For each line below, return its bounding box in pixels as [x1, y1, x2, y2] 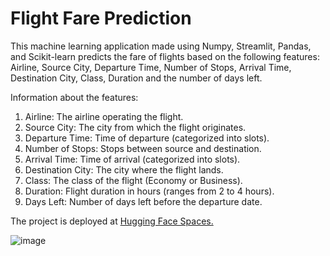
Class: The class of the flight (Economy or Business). [24, 174, 243, 186]
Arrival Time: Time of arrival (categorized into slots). [24, 153, 241, 165]
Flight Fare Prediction [10, 7, 192, 30]
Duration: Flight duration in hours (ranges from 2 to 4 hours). [24, 185, 275, 197]
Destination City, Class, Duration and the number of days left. [10, 72, 263, 84]
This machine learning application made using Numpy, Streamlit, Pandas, [10, 40, 312, 52]
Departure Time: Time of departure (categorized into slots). [24, 132, 270, 144]
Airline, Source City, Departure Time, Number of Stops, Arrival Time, [10, 61, 292, 73]
